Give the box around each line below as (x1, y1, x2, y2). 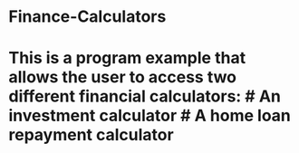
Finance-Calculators (8, 6, 167, 27)
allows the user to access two (8, 67, 237, 88)
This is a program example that (8, 48, 246, 69)
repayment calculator (8, 125, 174, 146)
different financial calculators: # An (8, 86, 282, 107)
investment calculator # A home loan (8, 106, 292, 126)
